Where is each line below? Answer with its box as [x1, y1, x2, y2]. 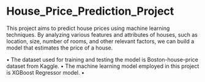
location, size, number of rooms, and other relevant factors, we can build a [6, 37, 195, 45]
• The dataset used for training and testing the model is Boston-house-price [6, 56, 199, 63]
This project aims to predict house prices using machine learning [6, 24, 170, 32]
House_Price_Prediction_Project [6, 4, 174, 18]
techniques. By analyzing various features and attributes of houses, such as [6, 31, 198, 38]
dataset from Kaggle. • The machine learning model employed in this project [6, 62, 199, 70]
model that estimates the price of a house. [6, 44, 113, 51]
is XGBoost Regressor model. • [6, 69, 84, 76]
